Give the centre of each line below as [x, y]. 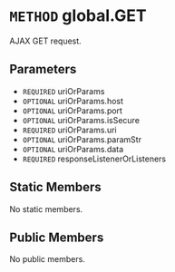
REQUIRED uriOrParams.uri [69, 130]
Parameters [43, 69]
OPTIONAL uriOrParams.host [73, 101]
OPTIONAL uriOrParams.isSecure [81, 120]
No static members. [46, 209]
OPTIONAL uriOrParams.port [72, 111]
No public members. [48, 259]
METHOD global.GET [78, 16]
